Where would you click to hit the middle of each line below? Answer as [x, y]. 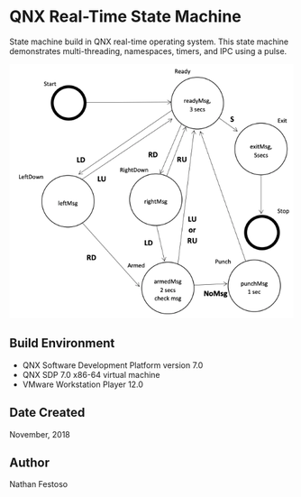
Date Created [47, 413]
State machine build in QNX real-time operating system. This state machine [149, 41]
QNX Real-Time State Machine [125, 17]
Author [29, 463]
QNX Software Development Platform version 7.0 [113, 365]
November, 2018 [40, 434]
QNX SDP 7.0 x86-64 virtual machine [91, 374]
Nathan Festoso [39, 484]
